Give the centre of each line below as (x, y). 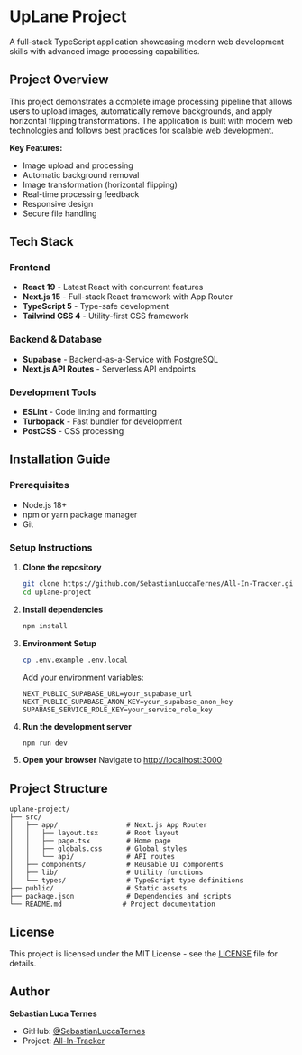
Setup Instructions (51, 547)
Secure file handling (59, 213)
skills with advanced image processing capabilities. (105, 51)
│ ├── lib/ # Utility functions (106, 873)
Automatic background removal (81, 174)
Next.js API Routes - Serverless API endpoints (109, 369)
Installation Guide (60, 460)
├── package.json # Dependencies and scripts (120, 897)
